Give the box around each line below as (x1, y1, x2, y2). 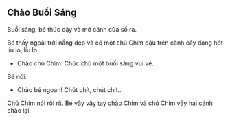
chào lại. (7, 106, 32, 114)
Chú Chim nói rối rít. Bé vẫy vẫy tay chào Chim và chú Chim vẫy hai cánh (7, 99, 213, 107)
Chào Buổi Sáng (7, 7, 77, 19)
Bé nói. (7, 72, 27, 80)
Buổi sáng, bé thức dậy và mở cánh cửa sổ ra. (7, 25, 137, 33)
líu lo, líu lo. (7, 45, 39, 54)
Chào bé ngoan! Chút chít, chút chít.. (16, 85, 122, 93)
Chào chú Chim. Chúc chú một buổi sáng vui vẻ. (16, 59, 154, 67)
